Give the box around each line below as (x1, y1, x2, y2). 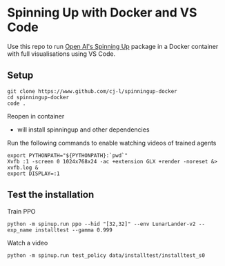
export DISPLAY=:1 (7, 170, 60, 177)
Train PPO (7, 207, 36, 215)
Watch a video (7, 238, 48, 247)
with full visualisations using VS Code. (7, 50, 116, 58)
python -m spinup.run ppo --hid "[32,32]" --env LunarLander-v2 (7, 221, 196, 227)
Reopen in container (7, 112, 65, 120)
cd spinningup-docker (7, 94, 70, 101)
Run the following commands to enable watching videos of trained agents (7, 139, 217, 147)
